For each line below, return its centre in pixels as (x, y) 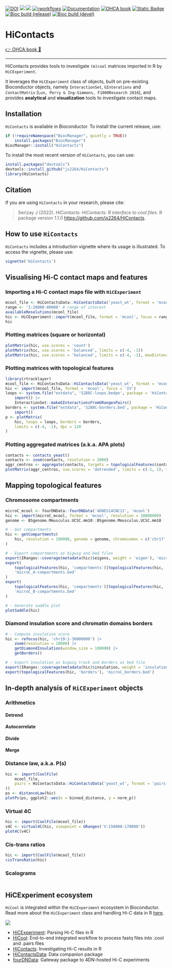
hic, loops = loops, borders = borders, (58, 422)
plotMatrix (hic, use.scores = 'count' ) (48, 345)
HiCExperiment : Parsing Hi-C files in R (53, 932)
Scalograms (20, 873)
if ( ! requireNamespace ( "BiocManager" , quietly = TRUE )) (66, 136)
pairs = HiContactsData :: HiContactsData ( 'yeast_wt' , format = (82, 784)
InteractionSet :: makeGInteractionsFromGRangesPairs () (73, 403)
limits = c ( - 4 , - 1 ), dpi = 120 (48, 426)
